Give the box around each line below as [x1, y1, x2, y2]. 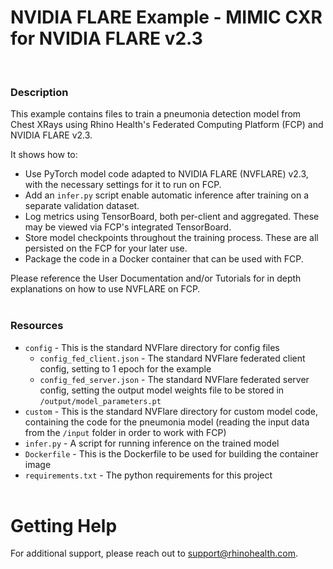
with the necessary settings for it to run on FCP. [24, 179, 222, 191]
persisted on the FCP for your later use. [24, 242, 188, 255]
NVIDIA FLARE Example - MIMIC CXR [10, 6, 323, 29]
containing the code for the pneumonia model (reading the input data [24, 416, 310, 428]
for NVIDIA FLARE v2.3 [10, 27, 203, 50]
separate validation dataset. [24, 200, 140, 212]
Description [10, 85, 69, 99]
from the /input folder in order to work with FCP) [24, 426, 227, 438]
